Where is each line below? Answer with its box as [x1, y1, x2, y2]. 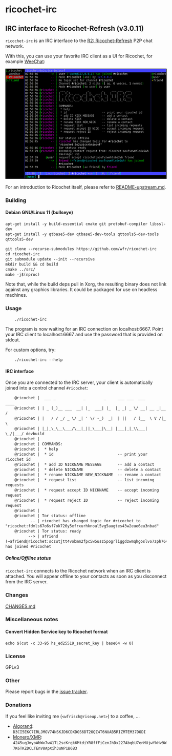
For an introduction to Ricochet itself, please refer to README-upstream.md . [5, 183, 166, 190]
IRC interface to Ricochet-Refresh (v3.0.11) [5, 24, 144, 33]
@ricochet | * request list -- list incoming [14, 478, 155, 483]
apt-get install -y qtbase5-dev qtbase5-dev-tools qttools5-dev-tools [5, 232, 159, 237]
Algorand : [12, 723, 34, 729]
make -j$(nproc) [5, 272, 40, 277]
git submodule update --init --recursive [5, 256, 95, 262]
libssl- [149, 221, 166, 227]
